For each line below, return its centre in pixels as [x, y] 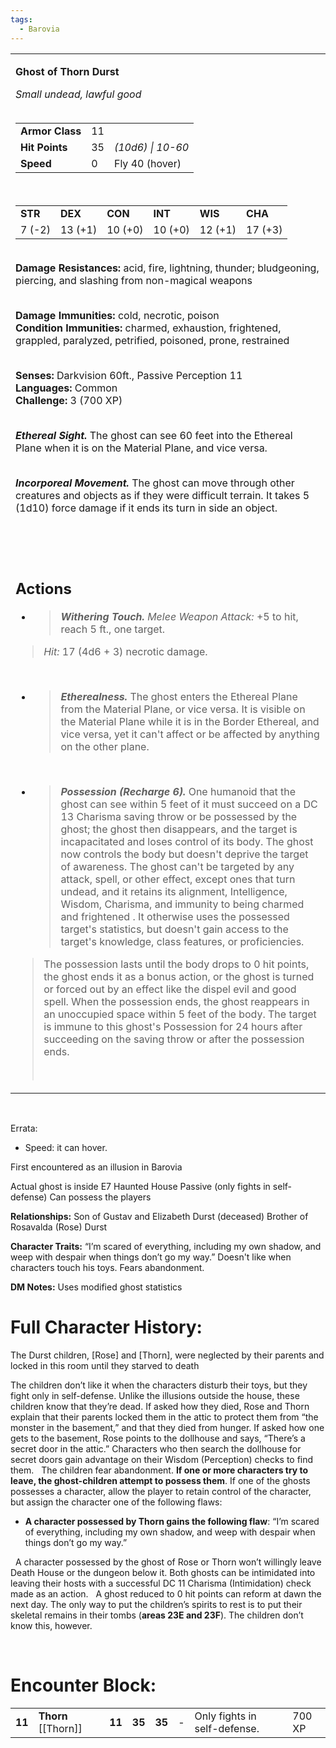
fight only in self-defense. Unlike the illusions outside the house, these [155, 1395]
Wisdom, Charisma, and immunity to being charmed [182, 904]
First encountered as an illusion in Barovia [96, 1167]
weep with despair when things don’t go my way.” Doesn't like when [151, 1257]
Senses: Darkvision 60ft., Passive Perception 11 [129, 375]
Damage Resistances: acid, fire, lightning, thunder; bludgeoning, [167, 268]
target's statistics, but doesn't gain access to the [174, 929]
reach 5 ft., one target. [113, 629]
